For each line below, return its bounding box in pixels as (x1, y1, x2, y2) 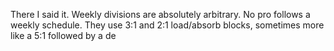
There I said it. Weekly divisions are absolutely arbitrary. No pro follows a (10, 9, 311, 20)
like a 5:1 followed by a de (10, 30, 117, 41)
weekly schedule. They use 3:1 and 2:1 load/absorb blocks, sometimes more (10, 19, 325, 31)
